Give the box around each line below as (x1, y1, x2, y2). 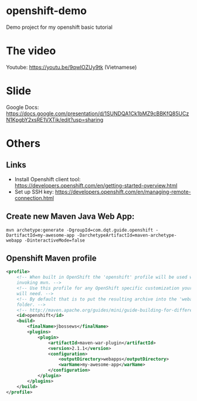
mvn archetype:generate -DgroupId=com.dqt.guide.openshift (6, 227, 154, 233)
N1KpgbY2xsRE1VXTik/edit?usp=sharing (6, 116, 104, 123)
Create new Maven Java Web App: (6, 212, 135, 222)
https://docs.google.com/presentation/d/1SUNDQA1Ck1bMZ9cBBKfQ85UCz (6, 110, 189, 117)
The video (6, 44, 56, 58)
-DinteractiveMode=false (24, 237, 85, 243)
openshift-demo (6, 4, 87, 18)
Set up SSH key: (14, 188, 54, 195)
